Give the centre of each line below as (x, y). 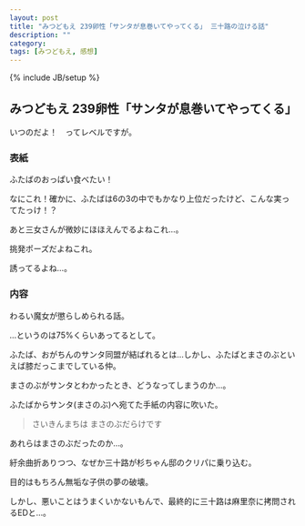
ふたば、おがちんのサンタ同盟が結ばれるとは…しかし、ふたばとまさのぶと (149, 354)
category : (28, 43)
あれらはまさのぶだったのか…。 (69, 443)
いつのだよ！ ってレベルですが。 (73, 132)
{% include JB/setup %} (55, 77)
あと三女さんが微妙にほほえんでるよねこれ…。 (97, 229)
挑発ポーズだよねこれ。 (53, 249)
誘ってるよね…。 (41, 268)
